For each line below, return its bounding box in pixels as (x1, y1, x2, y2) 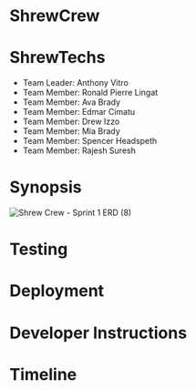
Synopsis (9, 177, 82, 198)
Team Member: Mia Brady (22, 126, 120, 137)
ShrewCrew (9, 5, 100, 26)
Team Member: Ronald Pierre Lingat (22, 87, 159, 98)
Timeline (9, 364, 77, 385)
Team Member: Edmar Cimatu (22, 107, 136, 118)
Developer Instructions (9, 323, 188, 343)
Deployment (9, 281, 105, 302)
